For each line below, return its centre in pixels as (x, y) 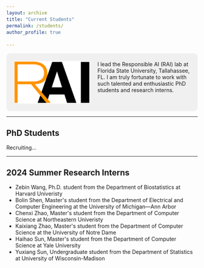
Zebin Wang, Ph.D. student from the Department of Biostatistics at (98, 187)
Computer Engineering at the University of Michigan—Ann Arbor (96, 206)
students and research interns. (136, 90)
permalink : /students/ (35, 26)
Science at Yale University (48, 245)
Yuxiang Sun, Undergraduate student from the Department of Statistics (104, 252)
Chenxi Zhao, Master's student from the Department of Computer (97, 213)
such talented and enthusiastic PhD (142, 84)
